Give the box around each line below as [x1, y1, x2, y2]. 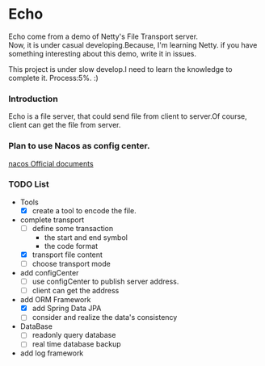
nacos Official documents [8, 158, 95, 168]
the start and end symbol [44, 232, 128, 242]
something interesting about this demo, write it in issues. [8, 48, 196, 58]
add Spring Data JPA [32, 304, 102, 313]
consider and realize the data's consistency [32, 313, 178, 322]
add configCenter [19, 268, 79, 278]
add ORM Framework [19, 295, 91, 305]
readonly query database [32, 330, 116, 340]
